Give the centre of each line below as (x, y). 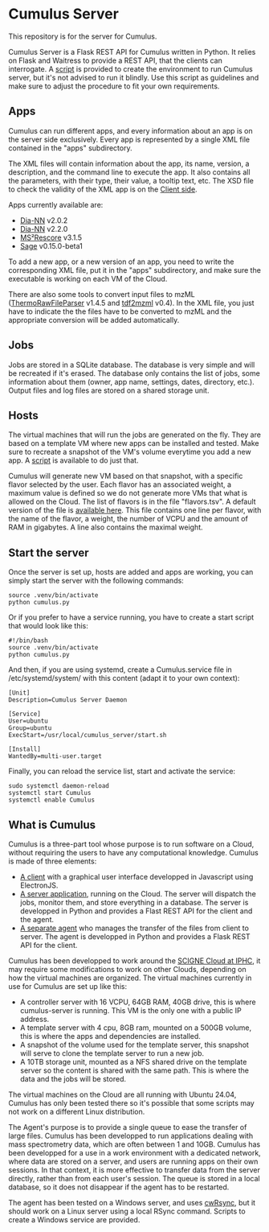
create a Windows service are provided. (74, 1220)
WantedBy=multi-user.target (55, 756)
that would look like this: (48, 626)
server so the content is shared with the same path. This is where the (134, 1070)
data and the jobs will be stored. (73, 1079)
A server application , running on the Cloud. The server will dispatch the (138, 894)
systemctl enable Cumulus (51, 800)
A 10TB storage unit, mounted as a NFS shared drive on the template (133, 1062)
